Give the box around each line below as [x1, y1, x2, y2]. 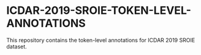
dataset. [6, 43, 28, 50]
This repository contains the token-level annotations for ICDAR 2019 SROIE [6, 36, 195, 44]
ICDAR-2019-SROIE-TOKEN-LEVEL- [6, 4, 192, 18]
